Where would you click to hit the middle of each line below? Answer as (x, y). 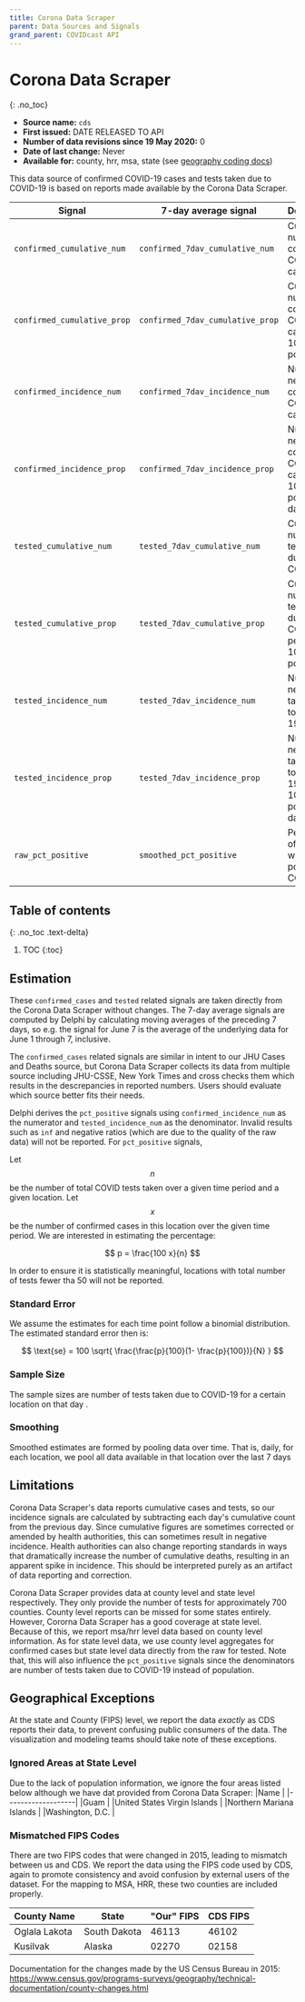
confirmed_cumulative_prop (72, 320)
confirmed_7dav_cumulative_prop (209, 320)
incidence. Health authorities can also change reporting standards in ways (148, 1546)
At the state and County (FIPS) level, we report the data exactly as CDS (142, 1720)
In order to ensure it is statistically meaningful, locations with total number (148, 1270)
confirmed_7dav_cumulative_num (207, 249)
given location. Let (44, 1197)
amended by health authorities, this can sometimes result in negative (138, 1536)
